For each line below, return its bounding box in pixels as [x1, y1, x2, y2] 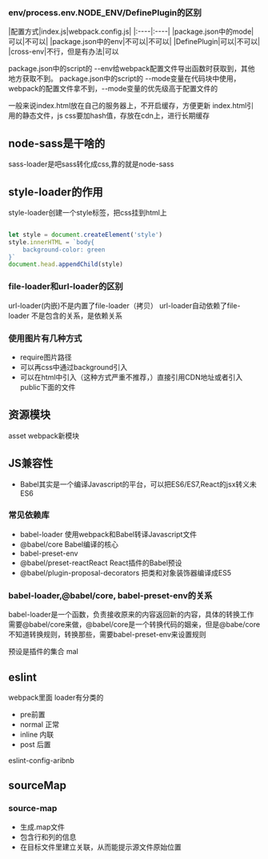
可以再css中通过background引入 [19, 362, 128, 371]
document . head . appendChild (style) [8, 260, 124, 269]
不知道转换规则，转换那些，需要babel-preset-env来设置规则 [8, 630, 206, 640]
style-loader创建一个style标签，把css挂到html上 [8, 207, 167, 217]
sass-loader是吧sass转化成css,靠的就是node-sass [8, 159, 174, 169]
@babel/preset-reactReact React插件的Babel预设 [19, 558, 182, 568]
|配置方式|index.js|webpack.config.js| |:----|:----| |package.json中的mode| [8, 26, 254, 37]
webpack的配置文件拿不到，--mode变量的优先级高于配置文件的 [8, 84, 218, 94]
